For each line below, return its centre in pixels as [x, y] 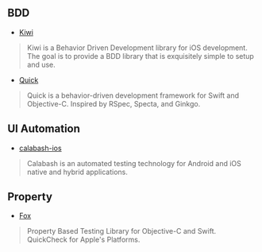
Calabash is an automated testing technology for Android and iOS [134, 163]
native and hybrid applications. [77, 172]
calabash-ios [40, 148]
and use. [41, 64]
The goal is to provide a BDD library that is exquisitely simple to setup [141, 56]
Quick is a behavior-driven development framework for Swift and [133, 95]
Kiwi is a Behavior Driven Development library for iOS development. [137, 48]
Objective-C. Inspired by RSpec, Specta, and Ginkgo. [114, 103]
